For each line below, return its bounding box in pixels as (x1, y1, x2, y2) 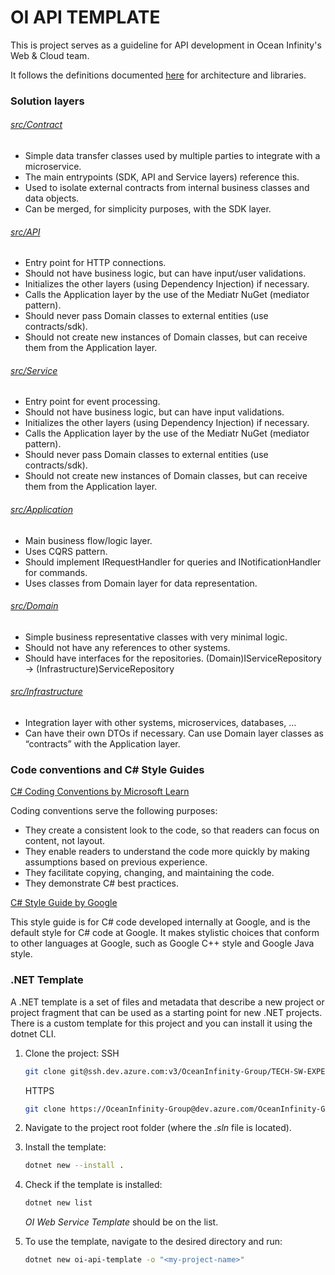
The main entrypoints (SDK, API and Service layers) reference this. (24, 171, 300, 183)
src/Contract (10, 119, 63, 131)
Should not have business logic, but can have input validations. (24, 406, 285, 418)
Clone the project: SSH (24, 1047, 120, 1059)
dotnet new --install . (24, 1161, 125, 1171)
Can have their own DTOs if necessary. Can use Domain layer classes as (24, 727, 325, 740)
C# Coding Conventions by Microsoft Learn (10, 786, 190, 798)
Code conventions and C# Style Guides (10, 763, 205, 776)
